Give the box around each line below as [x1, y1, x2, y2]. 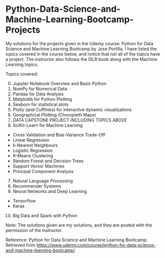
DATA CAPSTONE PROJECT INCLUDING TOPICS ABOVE [12, 117, 127, 123]
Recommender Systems [12, 183, 61, 189]
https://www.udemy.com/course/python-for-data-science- [36, 242, 156, 248]
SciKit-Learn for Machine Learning [12, 122, 83, 128]
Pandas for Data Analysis [12, 91, 64, 97]
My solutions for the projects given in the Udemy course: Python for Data [5, 40, 154, 46]
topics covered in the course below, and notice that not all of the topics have [5, 51, 161, 57]
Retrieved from [5, 242, 36, 248]
